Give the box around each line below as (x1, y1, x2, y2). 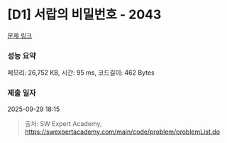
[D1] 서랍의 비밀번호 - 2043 (7, 6, 162, 23)
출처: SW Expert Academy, (24, 119, 102, 128)
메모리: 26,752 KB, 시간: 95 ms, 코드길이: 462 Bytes (7, 68, 155, 77)
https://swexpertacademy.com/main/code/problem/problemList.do (24, 127, 221, 136)
